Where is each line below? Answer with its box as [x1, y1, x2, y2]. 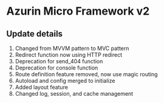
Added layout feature [15, 83, 69, 91]
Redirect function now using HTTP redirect [15, 51, 123, 59]
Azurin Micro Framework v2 [6, 4, 150, 18]
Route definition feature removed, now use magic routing [15, 71, 158, 77]
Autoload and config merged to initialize [15, 77, 115, 84]
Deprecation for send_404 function [15, 58, 103, 65]
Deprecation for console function [15, 64, 98, 71]
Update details [6, 29, 63, 39]
